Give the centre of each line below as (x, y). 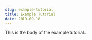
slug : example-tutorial (29, 10)
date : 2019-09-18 (23, 19)
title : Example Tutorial (30, 14)
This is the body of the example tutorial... (46, 33)
